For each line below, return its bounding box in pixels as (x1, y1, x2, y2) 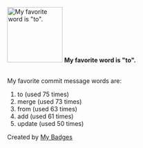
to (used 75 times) (17, 90, 69, 98)
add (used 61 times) (17, 112, 74, 120)
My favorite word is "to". (64, 56, 136, 64)
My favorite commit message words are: (7, 77, 122, 85)
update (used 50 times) (17, 120, 84, 127)
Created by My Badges (7, 133, 73, 141)
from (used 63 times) (17, 105, 78, 113)
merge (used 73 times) (17, 98, 82, 106)
